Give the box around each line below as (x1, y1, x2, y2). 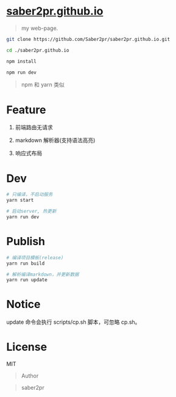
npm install (6, 58, 37, 65)
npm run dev (6, 69, 37, 76)
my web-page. (21, 24, 58, 32)
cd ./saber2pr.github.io (6, 47, 69, 53)
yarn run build (6, 260, 45, 266)
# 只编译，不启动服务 (6, 191, 53, 198)
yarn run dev (6, 213, 40, 220)
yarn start (6, 197, 34, 204)
